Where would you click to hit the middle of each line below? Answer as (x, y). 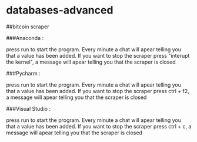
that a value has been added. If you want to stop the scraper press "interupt (98, 55)
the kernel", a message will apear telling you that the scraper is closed (91, 62)
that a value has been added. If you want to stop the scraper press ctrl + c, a (99, 126)
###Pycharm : (23, 73)
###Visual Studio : (29, 108)
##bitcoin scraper (28, 27)
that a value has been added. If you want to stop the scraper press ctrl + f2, (98, 91)
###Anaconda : (25, 38)
